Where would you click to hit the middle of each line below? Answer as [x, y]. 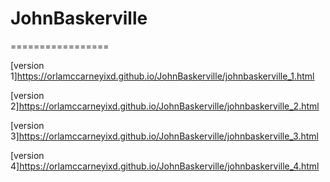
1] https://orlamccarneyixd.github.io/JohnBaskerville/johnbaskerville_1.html [162, 76]
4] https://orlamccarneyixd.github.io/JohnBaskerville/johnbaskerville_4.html [165, 166]
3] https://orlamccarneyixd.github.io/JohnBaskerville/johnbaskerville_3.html [164, 136]
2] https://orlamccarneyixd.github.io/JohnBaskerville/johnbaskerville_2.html [165, 106]
